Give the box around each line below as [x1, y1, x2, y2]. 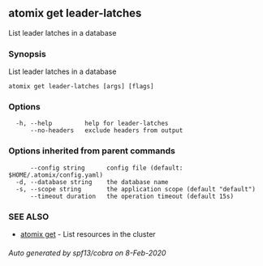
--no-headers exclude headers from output [29, 127, 183, 135]
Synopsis [8, 48, 46, 59]
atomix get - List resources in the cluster [19, 230, 156, 238]
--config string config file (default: [29, 164, 183, 172]
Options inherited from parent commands [8, 145, 176, 157]
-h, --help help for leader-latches [15, 119, 169, 128]
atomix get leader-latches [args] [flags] [8, 83, 154, 91]
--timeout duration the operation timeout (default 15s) [29, 192, 234, 200]
